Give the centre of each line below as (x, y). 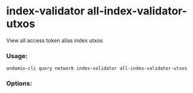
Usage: (17, 56)
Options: (19, 83)
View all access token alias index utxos (55, 40)
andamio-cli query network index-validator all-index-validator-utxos (97, 68)
